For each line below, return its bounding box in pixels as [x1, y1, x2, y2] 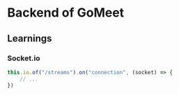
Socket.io [7, 53, 40, 63]
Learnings [7, 33, 52, 44]
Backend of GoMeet [7, 5, 125, 21]
